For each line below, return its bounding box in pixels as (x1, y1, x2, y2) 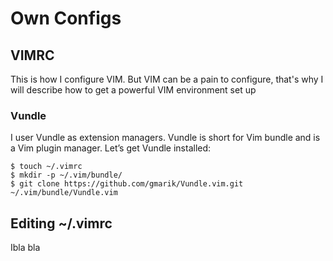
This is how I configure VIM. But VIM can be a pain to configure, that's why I (10, 73, 324, 85)
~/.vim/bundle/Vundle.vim (10, 188, 118, 198)
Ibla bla (10, 242, 41, 254)
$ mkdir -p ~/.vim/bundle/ (10, 170, 123, 181)
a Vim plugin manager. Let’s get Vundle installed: (10, 142, 212, 154)
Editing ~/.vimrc (10, 215, 113, 232)
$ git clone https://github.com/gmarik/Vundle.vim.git (10, 179, 244, 189)
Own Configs (10, 7, 122, 30)
